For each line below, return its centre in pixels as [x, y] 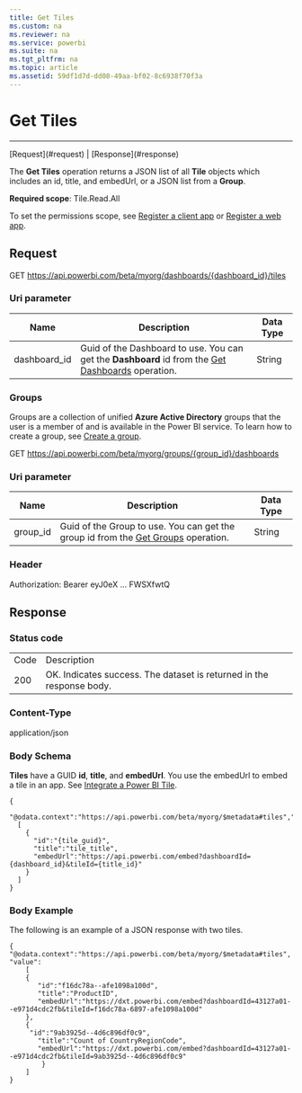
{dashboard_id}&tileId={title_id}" [76, 864]
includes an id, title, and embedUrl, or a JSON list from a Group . [128, 181]
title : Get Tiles [42, 18]
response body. [79, 686]
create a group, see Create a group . [75, 436]
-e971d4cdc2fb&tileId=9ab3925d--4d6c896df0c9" [98, 1057]
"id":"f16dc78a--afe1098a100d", [98, 986]
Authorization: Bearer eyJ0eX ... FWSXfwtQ [90, 584]
